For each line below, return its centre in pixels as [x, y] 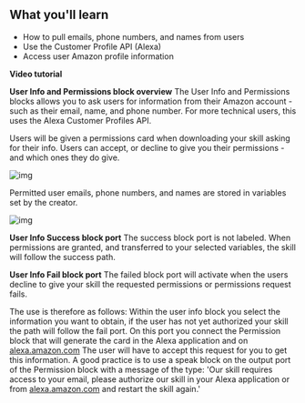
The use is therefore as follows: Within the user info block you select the [145, 311]
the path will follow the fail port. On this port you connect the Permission [145, 330]
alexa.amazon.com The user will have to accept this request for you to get [148, 350]
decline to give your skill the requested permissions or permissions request [150, 284]
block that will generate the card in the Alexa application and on [129, 340]
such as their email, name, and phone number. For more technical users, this [153, 111]
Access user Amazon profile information [98, 56]
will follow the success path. [63, 257]
